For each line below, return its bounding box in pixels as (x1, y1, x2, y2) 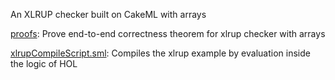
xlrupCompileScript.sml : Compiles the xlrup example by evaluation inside (10, 47, 311, 59)
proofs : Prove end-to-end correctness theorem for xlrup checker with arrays (10, 28, 326, 39)
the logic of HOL (10, 58, 78, 69)
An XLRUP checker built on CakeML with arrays (10, 9, 207, 20)
